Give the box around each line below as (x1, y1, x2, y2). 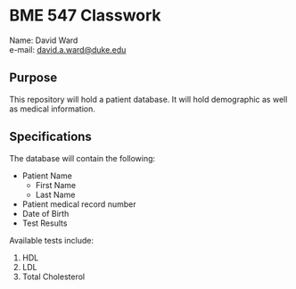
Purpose (9, 70, 58, 86)
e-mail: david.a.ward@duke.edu (9, 44, 127, 54)
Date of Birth (21, 208, 70, 219)
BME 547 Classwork (9, 5, 162, 26)
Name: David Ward (9, 35, 78, 45)
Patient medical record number (21, 198, 136, 210)
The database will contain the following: (9, 153, 156, 163)
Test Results (21, 218, 68, 228)
